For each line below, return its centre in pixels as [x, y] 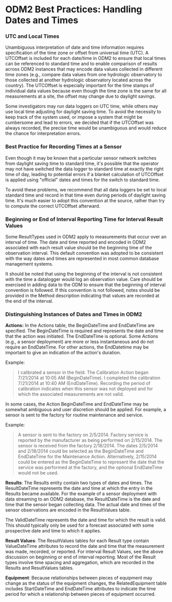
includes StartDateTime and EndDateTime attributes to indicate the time [81, 589]
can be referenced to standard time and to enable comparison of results [81, 64]
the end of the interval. [29, 301]
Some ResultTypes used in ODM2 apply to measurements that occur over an [86, 237]
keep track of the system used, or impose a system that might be [74, 117]
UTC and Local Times [33, 36]
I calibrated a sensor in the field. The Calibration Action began [83, 373]
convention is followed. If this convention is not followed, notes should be [83, 290]
